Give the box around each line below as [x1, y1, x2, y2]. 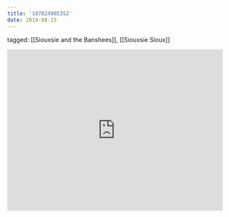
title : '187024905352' [7, 10, 72, 17]
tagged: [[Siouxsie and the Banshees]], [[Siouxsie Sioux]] [7, 35, 170, 43]
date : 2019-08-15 [7, 17, 57, 23]
